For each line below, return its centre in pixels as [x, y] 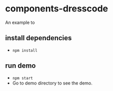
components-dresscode [57, 9]
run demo [20, 66]
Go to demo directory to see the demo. [52, 83]
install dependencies [38, 38]
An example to [20, 22]
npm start [23, 78]
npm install [25, 50]
